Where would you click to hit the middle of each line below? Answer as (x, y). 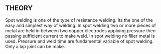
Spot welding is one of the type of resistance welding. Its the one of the (79, 20)
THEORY (19, 8)
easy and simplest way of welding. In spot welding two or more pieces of (81, 25)
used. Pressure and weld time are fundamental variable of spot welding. (79, 41)
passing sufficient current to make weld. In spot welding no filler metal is (80, 36)
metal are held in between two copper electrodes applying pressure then (80, 30)
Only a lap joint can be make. (35, 46)
